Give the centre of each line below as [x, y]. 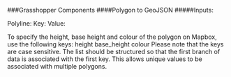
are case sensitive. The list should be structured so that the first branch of [114, 52]
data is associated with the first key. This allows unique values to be [105, 59]
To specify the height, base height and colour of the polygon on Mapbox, [112, 37]
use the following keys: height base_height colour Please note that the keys [115, 44]
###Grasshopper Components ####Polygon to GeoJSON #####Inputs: [111, 10]
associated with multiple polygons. [57, 66]
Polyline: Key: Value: [37, 23]
